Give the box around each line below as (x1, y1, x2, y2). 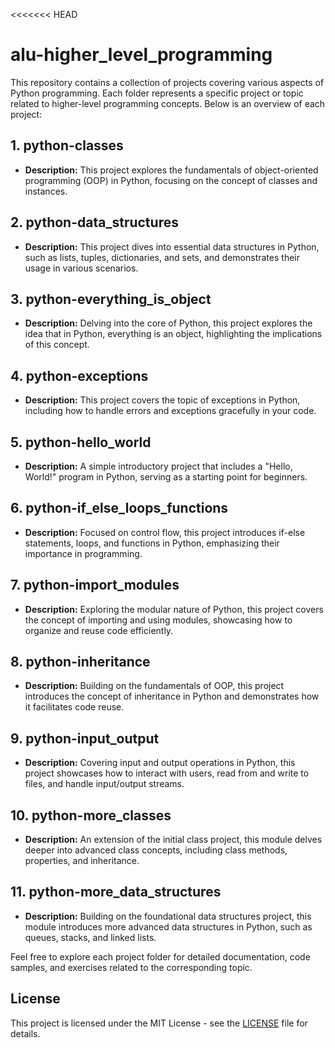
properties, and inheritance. (24, 855, 140, 867)
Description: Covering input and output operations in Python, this (24, 757, 296, 769)
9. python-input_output (10, 730, 160, 747)
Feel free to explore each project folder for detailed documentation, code (10, 950, 311, 963)
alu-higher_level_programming (10, 44, 273, 66)
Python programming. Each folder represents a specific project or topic (10, 87, 304, 99)
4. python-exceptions (10, 367, 149, 384)
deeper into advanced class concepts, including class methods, (24, 844, 288, 856)
